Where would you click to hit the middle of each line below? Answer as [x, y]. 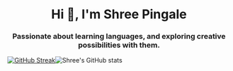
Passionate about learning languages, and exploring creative [119, 37]
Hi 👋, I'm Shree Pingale [119, 14]
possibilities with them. [119, 45]
